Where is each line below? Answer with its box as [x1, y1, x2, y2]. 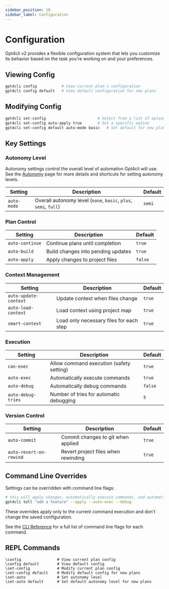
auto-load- [8, 305, 34, 311]
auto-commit [8, 437, 37, 443]
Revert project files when [61, 448, 120, 455]
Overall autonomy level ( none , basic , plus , [34, 197, 132, 204]
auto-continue [8, 241, 42, 246]
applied [61, 440, 79, 447]
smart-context [8, 321, 42, 326]
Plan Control [5, 218, 36, 225]
